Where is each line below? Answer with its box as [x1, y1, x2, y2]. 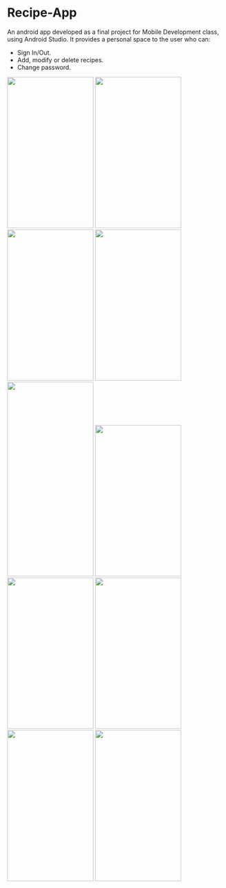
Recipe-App [7, 5, 77, 21]
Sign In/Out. [17, 48, 52, 57]
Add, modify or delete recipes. [17, 55, 104, 64]
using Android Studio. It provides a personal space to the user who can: [7, 35, 211, 43]
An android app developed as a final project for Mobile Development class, [7, 28, 219, 36]
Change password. [17, 63, 71, 71]
